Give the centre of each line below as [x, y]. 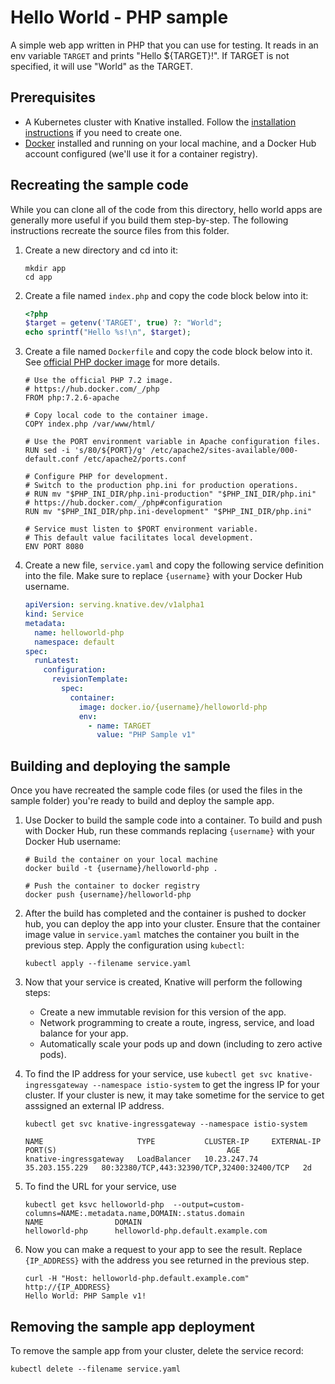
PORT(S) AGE [132, 1151]
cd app [38, 277]
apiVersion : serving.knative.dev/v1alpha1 [114, 605]
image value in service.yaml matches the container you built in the [162, 935]
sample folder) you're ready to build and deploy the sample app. [142, 801]
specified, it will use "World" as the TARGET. [102, 66]
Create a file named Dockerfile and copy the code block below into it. [168, 352]
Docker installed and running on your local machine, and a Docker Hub [170, 143]
